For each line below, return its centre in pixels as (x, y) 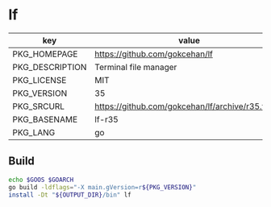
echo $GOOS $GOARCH (41, 180)
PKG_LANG (34, 132)
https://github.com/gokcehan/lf (154, 54)
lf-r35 (106, 119)
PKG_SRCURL (39, 106)
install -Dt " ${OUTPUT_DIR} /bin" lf (70, 195)
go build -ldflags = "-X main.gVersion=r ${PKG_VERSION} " (102, 187)
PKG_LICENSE (40, 80)
